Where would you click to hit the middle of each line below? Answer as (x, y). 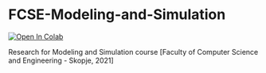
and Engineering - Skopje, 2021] (61, 60)
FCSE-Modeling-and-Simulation (117, 15)
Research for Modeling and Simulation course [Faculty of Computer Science (133, 52)
